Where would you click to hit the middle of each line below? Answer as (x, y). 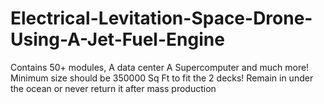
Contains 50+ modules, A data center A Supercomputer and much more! (160, 67)
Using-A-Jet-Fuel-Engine (117, 39)
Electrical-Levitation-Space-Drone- (161, 18)
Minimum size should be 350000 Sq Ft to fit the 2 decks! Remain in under (162, 78)
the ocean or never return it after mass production (113, 88)
